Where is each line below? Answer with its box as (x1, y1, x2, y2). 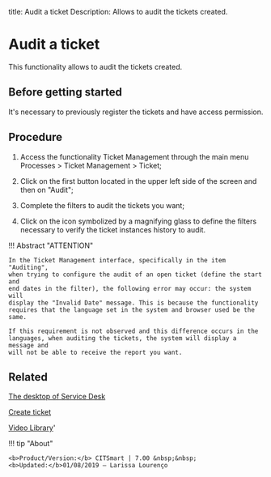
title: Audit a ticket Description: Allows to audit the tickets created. (8, 7, 228, 16)
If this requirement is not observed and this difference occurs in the (8, 327, 259, 335)
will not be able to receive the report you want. (8, 348, 183, 356)
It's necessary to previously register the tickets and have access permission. (8, 107, 264, 117)
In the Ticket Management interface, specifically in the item (8, 256, 227, 264)
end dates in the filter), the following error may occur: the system (8, 284, 252, 292)
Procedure (8, 130, 63, 144)
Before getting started (8, 85, 123, 100)
